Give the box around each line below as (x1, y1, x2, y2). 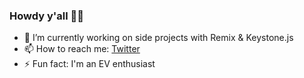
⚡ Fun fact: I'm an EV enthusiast (23, 58, 156, 70)
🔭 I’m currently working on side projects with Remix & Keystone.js (23, 32, 294, 44)
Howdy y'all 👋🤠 (9, 9, 85, 23)
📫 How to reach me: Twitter (23, 43, 141, 55)
